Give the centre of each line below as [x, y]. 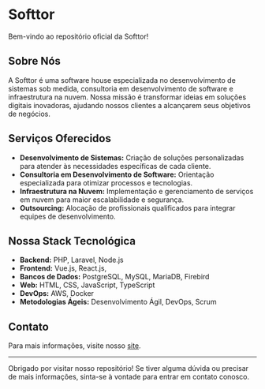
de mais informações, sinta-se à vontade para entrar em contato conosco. [129, 377]
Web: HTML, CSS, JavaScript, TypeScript [87, 285]
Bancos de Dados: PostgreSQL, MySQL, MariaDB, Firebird [114, 277]
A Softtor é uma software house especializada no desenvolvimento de [122, 80]
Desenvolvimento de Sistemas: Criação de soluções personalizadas [132, 157]
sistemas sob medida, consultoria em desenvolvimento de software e [121, 88]
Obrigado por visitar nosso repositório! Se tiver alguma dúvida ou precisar [129, 368]
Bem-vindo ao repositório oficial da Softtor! [78, 36]
